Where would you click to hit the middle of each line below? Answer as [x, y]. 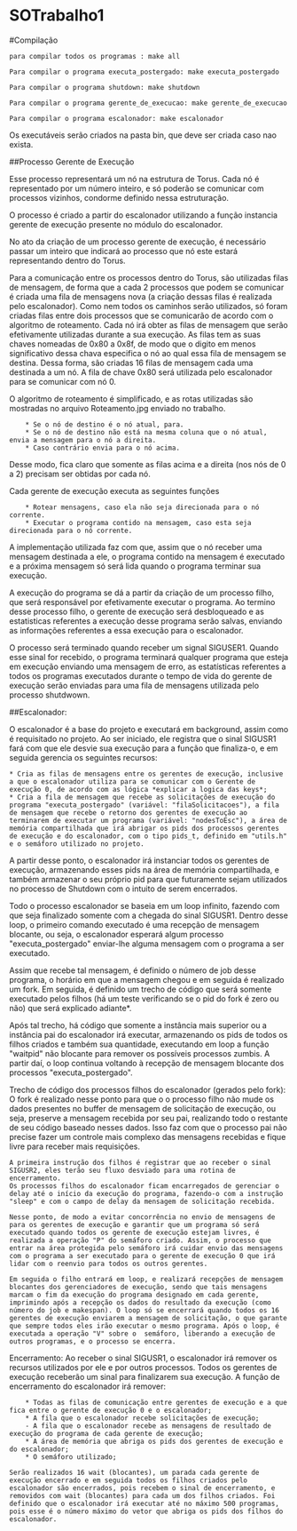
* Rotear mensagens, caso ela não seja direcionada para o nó [142, 507]
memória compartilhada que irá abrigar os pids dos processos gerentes [144, 828]
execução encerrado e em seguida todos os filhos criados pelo [129, 1480]
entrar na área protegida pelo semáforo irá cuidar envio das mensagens [146, 1248]
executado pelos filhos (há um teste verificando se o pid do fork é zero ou [144, 998]
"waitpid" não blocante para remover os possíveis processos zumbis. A [140, 1053]
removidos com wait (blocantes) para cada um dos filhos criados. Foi [142, 1495]
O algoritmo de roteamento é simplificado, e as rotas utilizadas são [131, 399]
